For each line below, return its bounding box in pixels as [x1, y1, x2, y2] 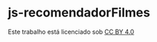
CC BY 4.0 [104, 28, 135, 36]
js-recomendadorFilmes [8, 5, 151, 21]
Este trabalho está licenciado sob [8, 28, 104, 36]
